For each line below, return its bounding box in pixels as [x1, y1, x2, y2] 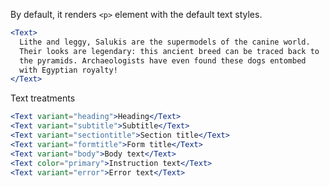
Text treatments [10, 92, 76, 104]
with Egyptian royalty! [19, 65, 118, 75]
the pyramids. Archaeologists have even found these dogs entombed [19, 55, 307, 66]
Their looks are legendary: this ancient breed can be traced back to [19, 46, 320, 56]
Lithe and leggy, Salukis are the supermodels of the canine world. [19, 37, 311, 47]
